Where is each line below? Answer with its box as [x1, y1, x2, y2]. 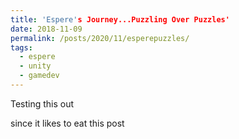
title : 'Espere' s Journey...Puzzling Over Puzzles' [10, 14, 230, 25]
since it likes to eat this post [10, 117, 125, 129]
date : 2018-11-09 [10, 24, 83, 34]
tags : [10, 42, 33, 53]
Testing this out [10, 97, 75, 110]
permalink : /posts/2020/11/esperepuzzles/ [10, 33, 190, 43]
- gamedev [19, 71, 60, 81]
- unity [19, 61, 52, 71]
